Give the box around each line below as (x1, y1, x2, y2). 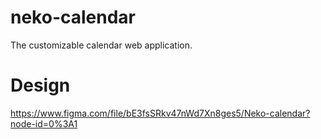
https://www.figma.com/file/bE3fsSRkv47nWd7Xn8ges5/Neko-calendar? (10, 107, 311, 119)
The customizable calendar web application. (10, 39, 193, 51)
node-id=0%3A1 (10, 117, 78, 130)
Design (10, 74, 71, 97)
